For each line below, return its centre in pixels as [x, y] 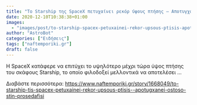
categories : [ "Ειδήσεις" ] [38, 38]
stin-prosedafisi [25, 96]
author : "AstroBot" [30, 33]
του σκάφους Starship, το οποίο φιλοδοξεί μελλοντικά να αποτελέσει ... [94, 72]
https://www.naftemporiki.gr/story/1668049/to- [122, 83]
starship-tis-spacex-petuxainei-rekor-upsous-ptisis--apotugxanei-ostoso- [96, 90]
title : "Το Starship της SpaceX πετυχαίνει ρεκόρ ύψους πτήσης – [87, 11]
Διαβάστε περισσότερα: [35, 83]
